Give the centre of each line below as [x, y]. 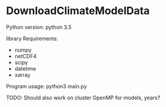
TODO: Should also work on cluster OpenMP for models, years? [83, 98]
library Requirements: [32, 38]
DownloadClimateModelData [78, 11]
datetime [25, 68]
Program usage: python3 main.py [47, 86]
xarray [22, 75]
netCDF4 [26, 56]
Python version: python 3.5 [39, 27]
